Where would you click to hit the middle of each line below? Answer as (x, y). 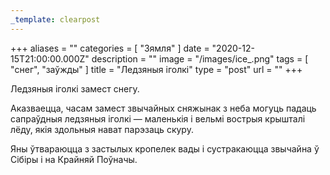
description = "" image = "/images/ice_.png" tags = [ (200, 58)
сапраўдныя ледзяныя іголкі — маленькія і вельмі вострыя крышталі (158, 118)
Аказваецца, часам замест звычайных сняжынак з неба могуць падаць (163, 108)
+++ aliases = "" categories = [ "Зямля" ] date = (110, 48)
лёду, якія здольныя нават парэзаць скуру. (102, 129)
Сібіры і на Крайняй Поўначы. (74, 159)
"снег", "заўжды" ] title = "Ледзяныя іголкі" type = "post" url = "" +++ (156, 69)
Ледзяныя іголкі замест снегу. (75, 88)
